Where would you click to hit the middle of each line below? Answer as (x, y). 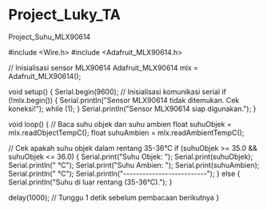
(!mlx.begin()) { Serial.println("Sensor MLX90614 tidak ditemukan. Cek (124, 100)
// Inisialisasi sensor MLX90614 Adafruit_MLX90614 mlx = (103, 67)
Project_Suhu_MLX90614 (50, 37)
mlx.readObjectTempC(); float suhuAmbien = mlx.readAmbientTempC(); (126, 133)
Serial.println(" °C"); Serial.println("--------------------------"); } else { (124, 173)
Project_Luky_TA (65, 15)
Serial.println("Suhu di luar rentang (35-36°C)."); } (90, 182)
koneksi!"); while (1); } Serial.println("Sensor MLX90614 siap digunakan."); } (132, 109)
